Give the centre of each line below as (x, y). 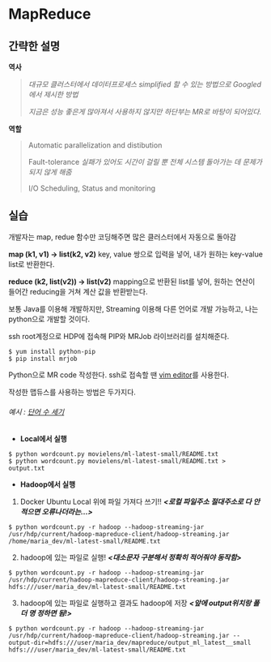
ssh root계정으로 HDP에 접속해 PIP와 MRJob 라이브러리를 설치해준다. (119, 336)
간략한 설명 (34, 46)
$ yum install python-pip (52, 351)
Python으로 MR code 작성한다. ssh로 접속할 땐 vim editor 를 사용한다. (119, 375)
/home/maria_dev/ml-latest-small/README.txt (85, 542)
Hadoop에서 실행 (48, 484)
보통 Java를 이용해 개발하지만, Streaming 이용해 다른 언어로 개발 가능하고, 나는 (133, 308)
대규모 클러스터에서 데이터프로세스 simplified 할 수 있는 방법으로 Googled (144, 84)
